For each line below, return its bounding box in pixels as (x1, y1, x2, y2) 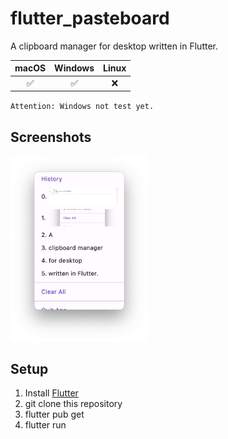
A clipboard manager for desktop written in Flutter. (10, 40, 219, 52)
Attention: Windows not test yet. (10, 102, 155, 112)
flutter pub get (24, 408, 85, 421)
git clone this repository (24, 398, 123, 410)
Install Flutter (24, 387, 79, 399)
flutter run (24, 419, 67, 431)
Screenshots (10, 128, 92, 146)
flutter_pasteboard (10, 7, 170, 30)
